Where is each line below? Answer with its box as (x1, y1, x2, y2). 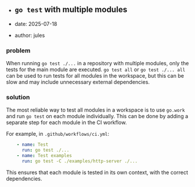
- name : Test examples (16, 153, 72, 159)
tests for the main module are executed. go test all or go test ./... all (6, 66, 186, 73)
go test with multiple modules (14, 5, 127, 15)
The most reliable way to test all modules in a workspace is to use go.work (6, 106, 185, 113)
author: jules (14, 32, 45, 39)
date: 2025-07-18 (14, 20, 58, 27)
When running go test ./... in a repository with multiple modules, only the (6, 60, 189, 67)
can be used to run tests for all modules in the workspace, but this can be (6, 72, 184, 79)
